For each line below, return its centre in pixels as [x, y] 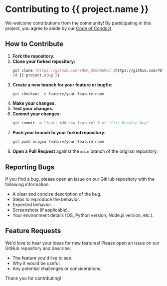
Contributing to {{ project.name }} [77, 9]
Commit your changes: [37, 114]
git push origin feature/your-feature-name [58, 142]
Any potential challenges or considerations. [57, 269]
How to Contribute [34, 44]
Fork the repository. [33, 56]
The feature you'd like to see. [42, 258]
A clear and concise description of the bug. [57, 194]
